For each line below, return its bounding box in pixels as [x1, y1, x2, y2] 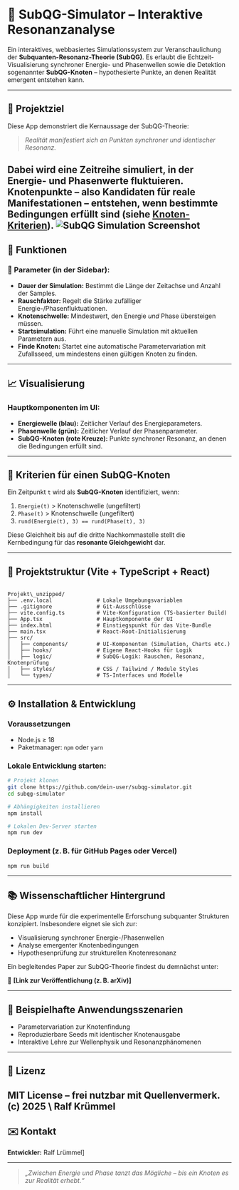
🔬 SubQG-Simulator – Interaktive [7, 6, 203, 23]
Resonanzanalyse [7, 21, 115, 38]
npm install [7, 809, 43, 817]
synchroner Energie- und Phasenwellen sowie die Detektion [50, 60, 226, 68]
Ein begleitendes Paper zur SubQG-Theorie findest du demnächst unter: [7, 963, 219, 971]
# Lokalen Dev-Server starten [7, 823, 97, 830]
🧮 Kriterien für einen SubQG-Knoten [7, 468, 171, 481]
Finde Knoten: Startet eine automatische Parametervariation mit [17, 342, 206, 350]
